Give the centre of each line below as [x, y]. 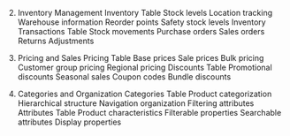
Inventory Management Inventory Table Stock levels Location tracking [145, 13]
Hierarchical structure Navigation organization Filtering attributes [136, 103]
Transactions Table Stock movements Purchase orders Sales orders [141, 31]
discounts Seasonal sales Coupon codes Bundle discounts [124, 77]
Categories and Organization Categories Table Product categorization [145, 94]
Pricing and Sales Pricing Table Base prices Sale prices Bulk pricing [141, 58]
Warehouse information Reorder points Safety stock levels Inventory [142, 22]
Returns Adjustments [56, 41]
